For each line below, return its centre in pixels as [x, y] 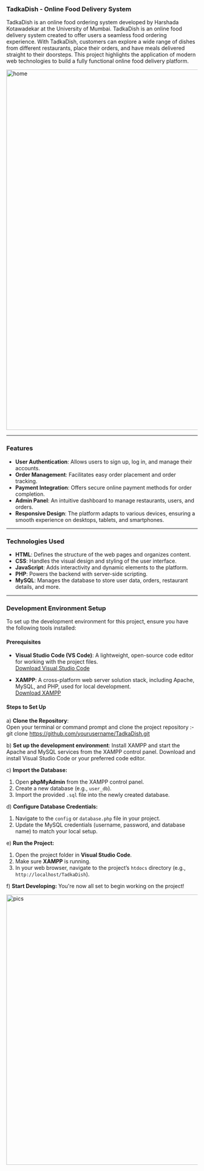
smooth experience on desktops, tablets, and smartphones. [90, 519]
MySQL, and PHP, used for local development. [73, 687]
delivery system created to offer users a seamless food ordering [87, 35]
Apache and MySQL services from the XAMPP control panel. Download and [101, 752]
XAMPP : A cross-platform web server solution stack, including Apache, [105, 680]
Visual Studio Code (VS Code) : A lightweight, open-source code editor [104, 655]
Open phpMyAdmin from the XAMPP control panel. [80, 782]
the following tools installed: [41, 628]
